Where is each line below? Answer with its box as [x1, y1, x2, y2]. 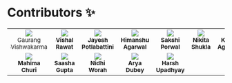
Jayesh [87, 36, 108, 44]
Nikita [193, 36, 209, 44]
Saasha [54, 59, 75, 67]
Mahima [17, 59, 41, 67]
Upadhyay [155, 66, 185, 73]
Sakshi [160, 36, 180, 44]
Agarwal [123, 43, 147, 51]
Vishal [55, 36, 74, 44]
